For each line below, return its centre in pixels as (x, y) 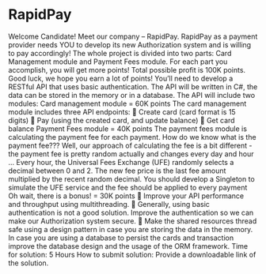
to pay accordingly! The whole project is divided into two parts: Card (120, 53)
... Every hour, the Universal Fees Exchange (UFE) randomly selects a (121, 162)
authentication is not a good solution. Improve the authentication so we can (131, 212)
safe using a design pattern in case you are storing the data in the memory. (131, 229)
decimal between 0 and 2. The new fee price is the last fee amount (117, 171)
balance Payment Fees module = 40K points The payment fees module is (128, 129)
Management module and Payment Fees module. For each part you (118, 62)
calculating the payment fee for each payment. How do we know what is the (132, 137)
